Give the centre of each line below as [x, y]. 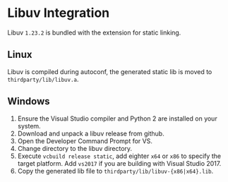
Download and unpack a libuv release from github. [91, 133]
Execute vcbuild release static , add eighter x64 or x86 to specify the [119, 156]
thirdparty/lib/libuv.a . [43, 79]
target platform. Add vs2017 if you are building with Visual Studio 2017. [119, 163]
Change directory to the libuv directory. [75, 148]
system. [29, 126]
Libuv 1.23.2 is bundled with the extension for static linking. [94, 32]
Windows [29, 101]
